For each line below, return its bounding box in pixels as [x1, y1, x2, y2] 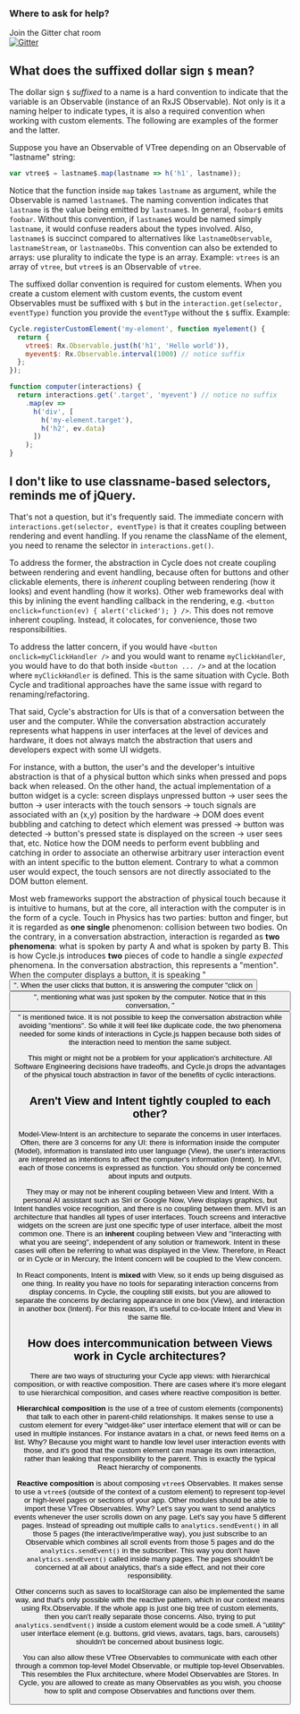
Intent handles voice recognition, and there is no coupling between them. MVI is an [13, 1204, 287, 1213]
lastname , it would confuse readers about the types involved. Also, [9, 223, 254, 234]
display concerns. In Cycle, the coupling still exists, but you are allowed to [29, 1287, 271, 1297]
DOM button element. [9, 876, 88, 887]
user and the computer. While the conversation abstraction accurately [9, 716, 266, 726]
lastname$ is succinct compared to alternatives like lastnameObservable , [9, 232, 272, 244]
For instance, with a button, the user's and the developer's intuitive [9, 761, 255, 772]
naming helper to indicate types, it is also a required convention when [9, 106, 265, 116]
